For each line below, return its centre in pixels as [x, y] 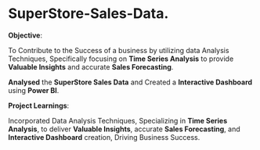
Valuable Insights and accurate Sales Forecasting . [91, 66]
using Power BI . [34, 90]
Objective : [25, 35]
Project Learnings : [39, 105]
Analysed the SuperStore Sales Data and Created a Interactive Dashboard [130, 82]
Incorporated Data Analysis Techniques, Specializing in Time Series [118, 120]
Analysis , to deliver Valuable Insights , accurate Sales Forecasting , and [124, 129]
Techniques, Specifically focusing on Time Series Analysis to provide [121, 59]
